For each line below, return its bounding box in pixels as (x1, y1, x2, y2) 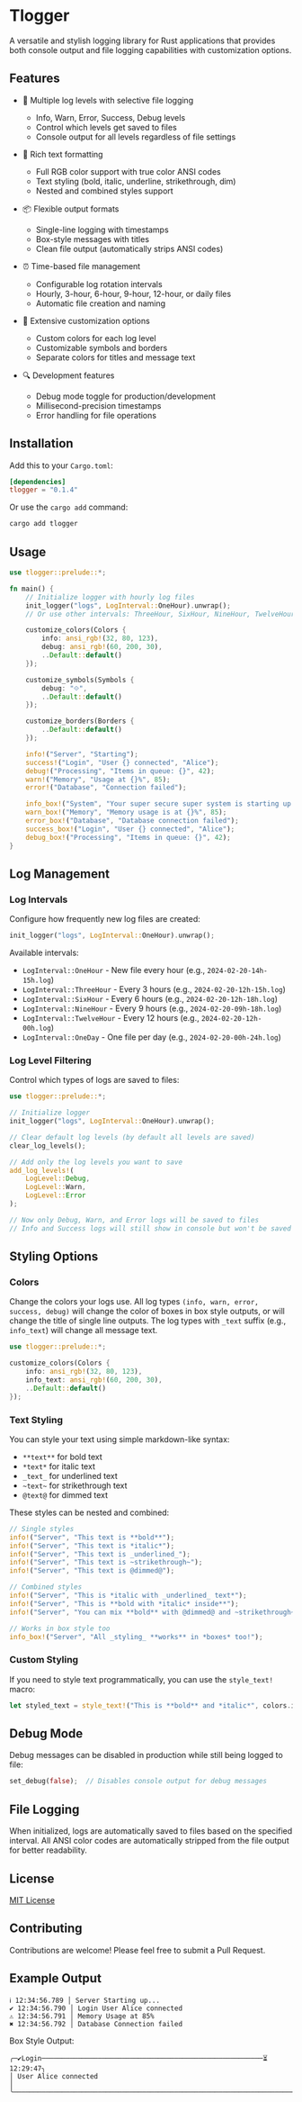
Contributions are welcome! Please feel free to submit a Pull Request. (9, 1944, 266, 1955)
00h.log (22, 1024, 51, 1033)
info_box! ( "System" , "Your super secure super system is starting (25, 799, 280, 808)
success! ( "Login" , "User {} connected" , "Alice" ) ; (25, 758, 219, 767)
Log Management (9, 866, 111, 881)
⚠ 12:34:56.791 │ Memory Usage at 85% (9, 2011, 155, 2021)
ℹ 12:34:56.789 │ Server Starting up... (9, 1996, 160, 2005)
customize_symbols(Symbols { (25, 675, 135, 684)
